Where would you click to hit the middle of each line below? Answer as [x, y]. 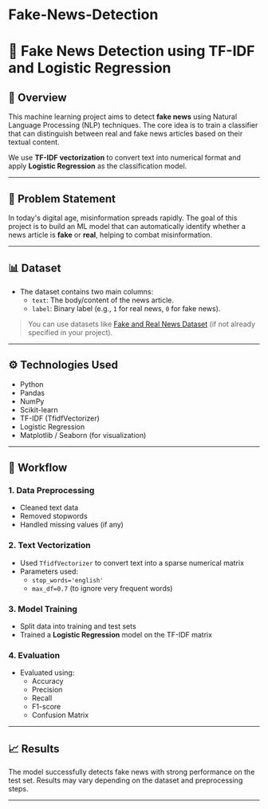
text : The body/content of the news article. [102, 300]
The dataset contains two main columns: [87, 291]
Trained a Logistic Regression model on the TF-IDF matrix [116, 634]
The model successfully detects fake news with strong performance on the [132, 772]
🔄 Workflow [38, 468]
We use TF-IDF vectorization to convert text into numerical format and [125, 158]
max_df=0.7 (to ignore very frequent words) [102, 588]
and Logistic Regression [90, 68]
